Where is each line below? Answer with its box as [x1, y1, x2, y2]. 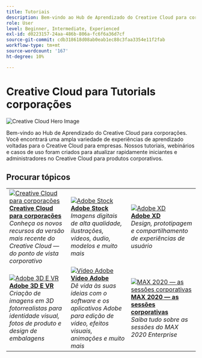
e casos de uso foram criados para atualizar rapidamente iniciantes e [6, 148, 177, 155]
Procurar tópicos [6, 172, 71, 182]
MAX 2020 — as [130, 293, 179, 301]
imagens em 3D [9, 297, 54, 305]
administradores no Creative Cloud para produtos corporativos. [6, 155, 164, 162]
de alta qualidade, [70, 219, 122, 227]
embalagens [9, 335, 45, 343]
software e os [70, 297, 109, 305]
